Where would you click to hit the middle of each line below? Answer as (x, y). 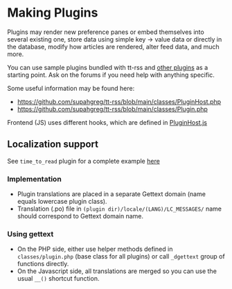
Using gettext (30, 234)
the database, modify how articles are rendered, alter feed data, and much (113, 46)
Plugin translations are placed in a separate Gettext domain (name (111, 194)
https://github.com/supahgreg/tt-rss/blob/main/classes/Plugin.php (112, 109)
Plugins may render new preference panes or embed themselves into (106, 32)
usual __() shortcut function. (58, 279)
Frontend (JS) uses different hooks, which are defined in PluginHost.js (107, 122)
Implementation (35, 179)
